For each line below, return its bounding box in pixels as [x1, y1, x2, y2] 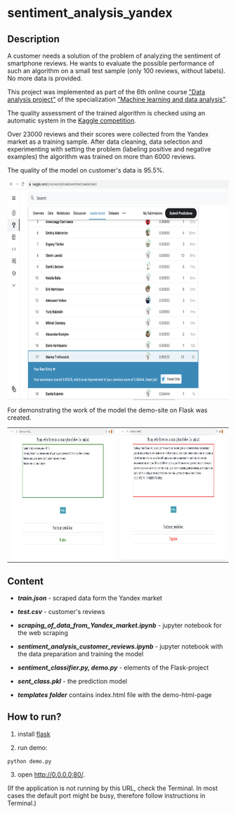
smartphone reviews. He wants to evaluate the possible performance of [7, 59, 215, 68]
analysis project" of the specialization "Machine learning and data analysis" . [7, 95, 227, 104]
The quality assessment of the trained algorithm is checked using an [7, 109, 206, 117]
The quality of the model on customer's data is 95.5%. [7, 166, 165, 174]
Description [7, 33, 60, 45]
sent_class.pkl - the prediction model [17, 677, 128, 686]
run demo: [17, 743, 48, 751]
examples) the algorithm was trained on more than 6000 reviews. [7, 153, 197, 161]
